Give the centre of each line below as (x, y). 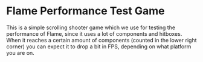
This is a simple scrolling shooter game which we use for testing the (91, 27)
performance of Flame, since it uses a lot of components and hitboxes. (94, 33)
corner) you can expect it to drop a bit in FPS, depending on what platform (99, 46)
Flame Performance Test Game (85, 11)
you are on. (20, 52)
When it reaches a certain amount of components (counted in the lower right (101, 40)
